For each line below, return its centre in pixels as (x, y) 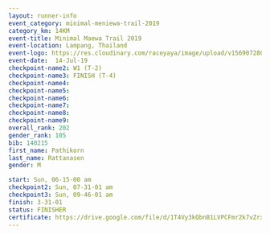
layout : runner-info (43, 16)
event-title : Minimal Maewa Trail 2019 (75, 38)
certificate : (30, 217)
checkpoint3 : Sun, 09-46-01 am (61, 195)
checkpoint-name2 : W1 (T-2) (55, 68)
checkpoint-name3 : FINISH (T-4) (62, 76)
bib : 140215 (28, 143)
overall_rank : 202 (39, 128)
